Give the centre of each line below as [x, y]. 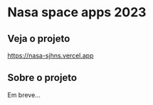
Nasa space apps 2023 [77, 12]
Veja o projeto [39, 39]
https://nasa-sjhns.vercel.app [51, 55]
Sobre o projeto [42, 78]
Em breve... [24, 95]
